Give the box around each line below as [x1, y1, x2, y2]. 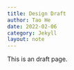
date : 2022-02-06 [7, 23, 57, 30]
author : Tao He [7, 17, 51, 24]
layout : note [7, 36, 45, 43]
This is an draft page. [7, 55, 68, 63]
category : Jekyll [7, 29, 57, 37]
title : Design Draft [7, 10, 67, 17]
